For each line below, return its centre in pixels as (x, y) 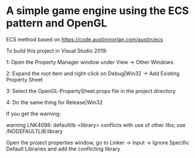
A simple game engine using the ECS (97, 11)
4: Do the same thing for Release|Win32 (54, 102)
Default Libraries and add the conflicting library (63, 149)
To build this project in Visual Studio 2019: (57, 50)
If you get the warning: (33, 114)
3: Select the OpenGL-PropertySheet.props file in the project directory (91, 91)
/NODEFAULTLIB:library (34, 131)
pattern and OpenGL (57, 23)
